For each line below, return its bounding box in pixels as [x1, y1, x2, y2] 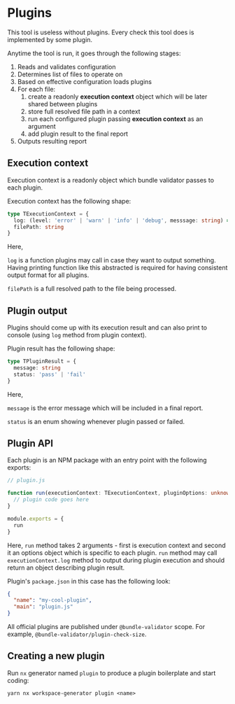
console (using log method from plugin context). [7, 331, 147, 339]
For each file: [17, 85, 56, 93]
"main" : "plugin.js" [13, 603, 73, 610]
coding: [7, 676, 29, 684]
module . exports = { [7, 515, 64, 522]
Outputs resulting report [17, 136, 87, 145]
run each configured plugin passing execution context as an [27, 114, 204, 123]
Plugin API [7, 437, 54, 449]
